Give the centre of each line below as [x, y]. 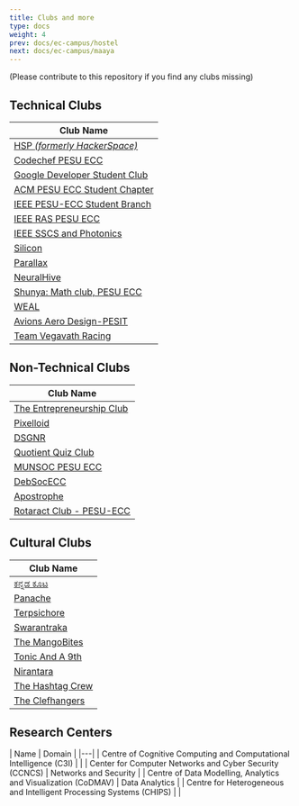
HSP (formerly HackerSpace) [76, 145]
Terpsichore [40, 612]
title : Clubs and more [52, 18]
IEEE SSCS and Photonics [68, 233]
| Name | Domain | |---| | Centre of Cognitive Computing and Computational [149, 754]
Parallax [31, 262]
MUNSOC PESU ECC [58, 466]
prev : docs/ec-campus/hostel [64, 43]
